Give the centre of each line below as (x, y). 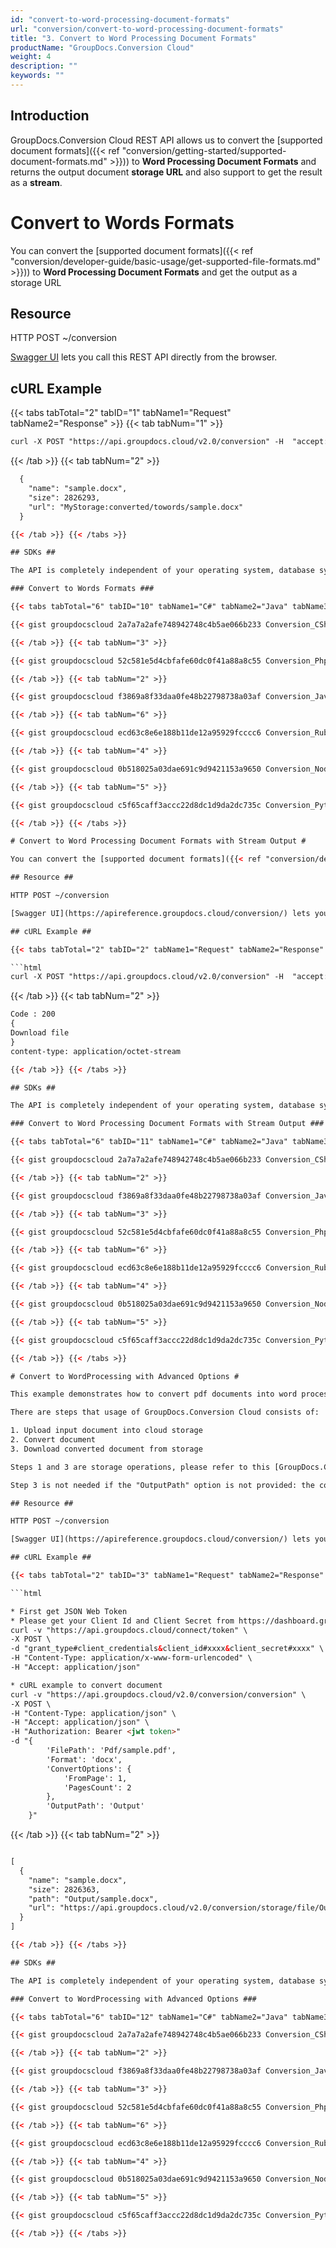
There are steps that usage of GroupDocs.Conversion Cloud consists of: (165, 1412)
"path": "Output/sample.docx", (93, 1899)
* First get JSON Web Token (69, 1611)
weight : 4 (31, 57)
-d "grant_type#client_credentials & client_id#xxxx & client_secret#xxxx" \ (167, 1649)
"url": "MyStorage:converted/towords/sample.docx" (136, 507)
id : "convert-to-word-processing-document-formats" (120, 19)
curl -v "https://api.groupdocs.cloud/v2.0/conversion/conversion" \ (158, 1694)
